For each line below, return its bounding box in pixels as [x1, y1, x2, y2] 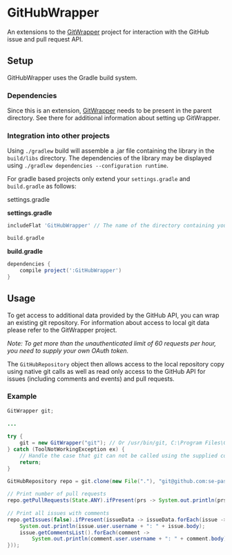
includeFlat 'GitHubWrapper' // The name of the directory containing [7, 223, 215, 229]
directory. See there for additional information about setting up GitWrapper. [7, 114, 221, 122]
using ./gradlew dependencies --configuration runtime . [7, 161, 169, 170]
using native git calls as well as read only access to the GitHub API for [7, 367, 206, 375]
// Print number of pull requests [7, 491, 107, 498]
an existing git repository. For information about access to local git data [7, 318, 210, 326]
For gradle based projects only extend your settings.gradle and [7, 175, 191, 183]
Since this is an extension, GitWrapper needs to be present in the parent [7, 106, 212, 115]
